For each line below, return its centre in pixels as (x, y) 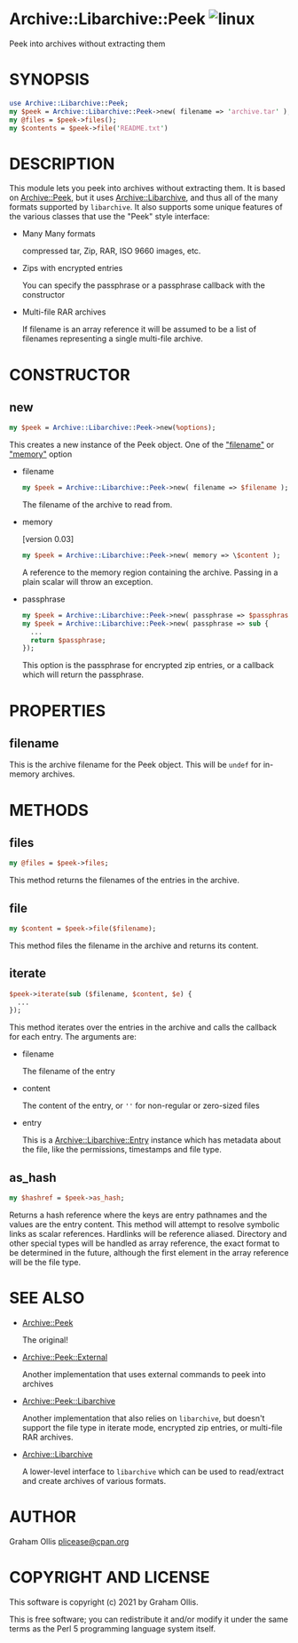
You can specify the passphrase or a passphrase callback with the (144, 285)
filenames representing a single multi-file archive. (113, 339)
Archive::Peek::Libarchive (69, 1400)
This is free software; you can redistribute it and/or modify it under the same (149, 1619)
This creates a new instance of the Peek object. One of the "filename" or (142, 445)
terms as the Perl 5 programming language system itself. (112, 1628)
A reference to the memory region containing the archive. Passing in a (150, 572)
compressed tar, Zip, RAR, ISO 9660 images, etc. (111, 251)
